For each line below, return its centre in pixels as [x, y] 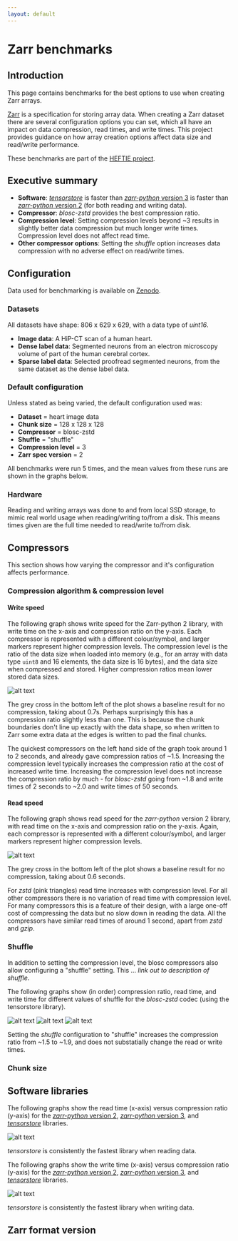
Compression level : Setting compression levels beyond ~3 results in [118, 221]
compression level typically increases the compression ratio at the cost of [116, 764]
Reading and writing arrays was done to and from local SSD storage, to [112, 510]
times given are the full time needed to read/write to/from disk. [99, 525]
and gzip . [21, 928]
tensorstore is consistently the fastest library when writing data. [101, 1207]
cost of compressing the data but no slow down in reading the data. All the [117, 913]
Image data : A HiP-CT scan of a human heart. [85, 338]
